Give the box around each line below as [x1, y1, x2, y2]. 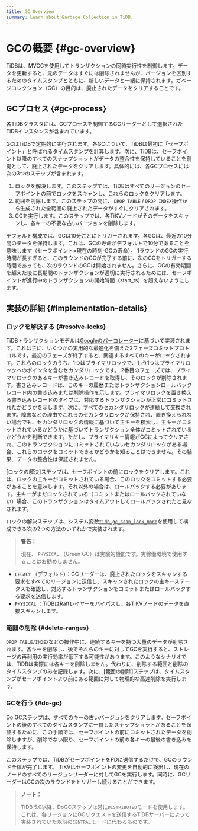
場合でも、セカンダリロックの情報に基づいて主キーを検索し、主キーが [11, 418, 182, 426]
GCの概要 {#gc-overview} [6, 41, 136, 55]
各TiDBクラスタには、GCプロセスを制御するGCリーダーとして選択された [6, 120, 183, 127]
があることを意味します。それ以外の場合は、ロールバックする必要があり [6, 482, 182, 490]
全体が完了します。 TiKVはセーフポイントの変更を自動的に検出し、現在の [11, 763, 190, 771]
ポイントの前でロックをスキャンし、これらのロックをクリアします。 [20, 190, 186, 197]
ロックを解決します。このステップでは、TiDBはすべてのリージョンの [14, 183, 181, 190]
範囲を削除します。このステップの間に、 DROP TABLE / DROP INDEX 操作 [14, 197, 183, 204]
